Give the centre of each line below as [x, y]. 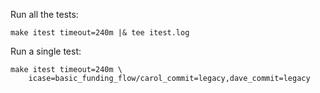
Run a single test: [46, 51]
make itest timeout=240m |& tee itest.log [100, 33]
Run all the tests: [44, 14]
